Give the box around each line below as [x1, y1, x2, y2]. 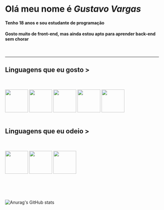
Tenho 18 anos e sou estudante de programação [5, 20, 105, 25]
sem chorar [5, 36, 29, 42]
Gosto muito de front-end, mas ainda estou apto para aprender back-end [5, 31, 156, 37]
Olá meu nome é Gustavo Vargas [5, 3, 142, 15]
